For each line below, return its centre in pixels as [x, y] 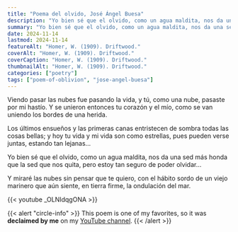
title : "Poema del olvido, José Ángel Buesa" [75, 14]
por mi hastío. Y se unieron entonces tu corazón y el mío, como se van [110, 108]
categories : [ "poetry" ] [42, 73]
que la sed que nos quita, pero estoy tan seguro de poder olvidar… [104, 165]
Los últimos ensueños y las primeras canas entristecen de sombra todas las [118, 129]
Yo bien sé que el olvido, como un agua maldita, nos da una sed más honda [118, 157]
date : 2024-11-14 [33, 34]
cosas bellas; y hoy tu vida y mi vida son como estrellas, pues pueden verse [118, 136]
